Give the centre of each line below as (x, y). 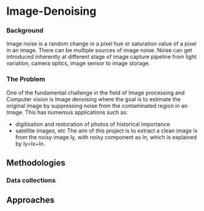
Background (25, 31)
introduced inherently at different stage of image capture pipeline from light (102, 57)
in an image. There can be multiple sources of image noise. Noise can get (99, 50)
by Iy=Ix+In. (30, 144)
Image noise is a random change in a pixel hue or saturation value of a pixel (102, 44)
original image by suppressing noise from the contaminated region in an (97, 105)
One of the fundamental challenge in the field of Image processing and (96, 93)
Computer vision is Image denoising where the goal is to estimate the (93, 99)
